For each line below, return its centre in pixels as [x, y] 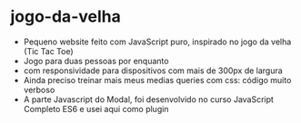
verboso [39, 90]
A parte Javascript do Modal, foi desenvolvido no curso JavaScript [148, 99]
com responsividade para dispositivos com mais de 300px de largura [153, 71]
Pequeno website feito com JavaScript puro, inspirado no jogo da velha [157, 42]
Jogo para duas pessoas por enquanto [96, 61]
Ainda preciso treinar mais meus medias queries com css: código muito [157, 80]
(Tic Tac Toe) [48, 51]
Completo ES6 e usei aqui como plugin [96, 109]
